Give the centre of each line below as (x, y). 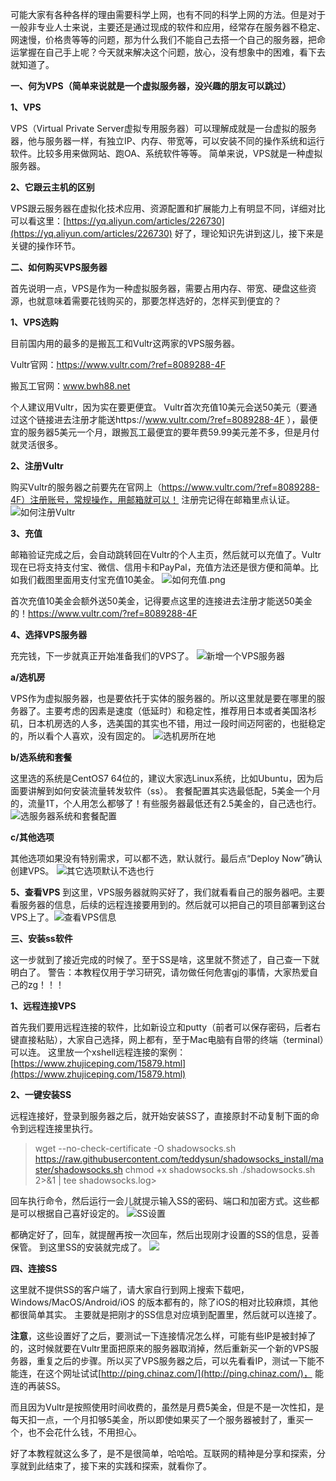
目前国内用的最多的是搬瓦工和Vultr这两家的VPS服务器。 (125, 343)
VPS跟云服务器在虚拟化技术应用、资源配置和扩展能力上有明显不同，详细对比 (168, 208)
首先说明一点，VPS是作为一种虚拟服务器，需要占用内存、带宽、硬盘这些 (159, 288)
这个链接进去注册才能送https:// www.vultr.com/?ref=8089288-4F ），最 (164, 419)
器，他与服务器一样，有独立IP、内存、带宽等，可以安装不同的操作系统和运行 (167, 141)
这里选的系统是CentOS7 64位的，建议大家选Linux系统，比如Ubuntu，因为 (162, 778)
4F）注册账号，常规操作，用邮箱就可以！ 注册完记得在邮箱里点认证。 (153, 499)
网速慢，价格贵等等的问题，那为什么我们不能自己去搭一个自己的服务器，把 (163, 39)
